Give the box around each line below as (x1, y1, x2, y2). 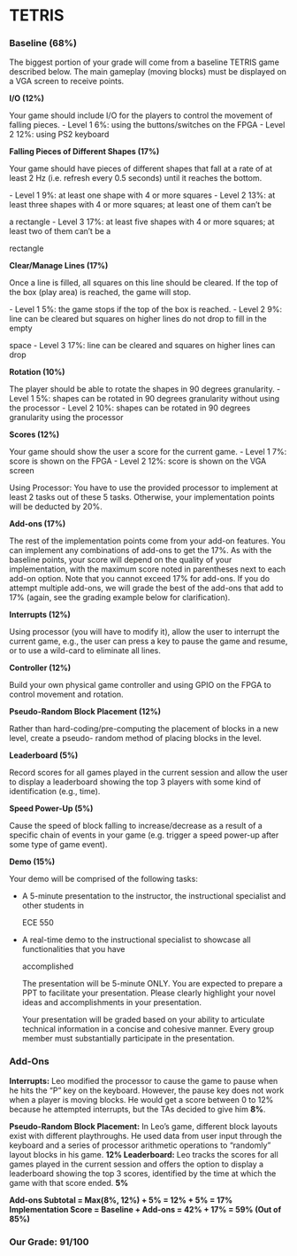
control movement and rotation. (9, 689, 124, 700)
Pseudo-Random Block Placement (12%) (9, 706, 162, 717)
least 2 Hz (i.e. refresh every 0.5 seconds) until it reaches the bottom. (9, 173, 263, 183)
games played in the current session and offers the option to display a (9, 1158, 263, 1169)
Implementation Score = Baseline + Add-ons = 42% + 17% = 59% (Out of (9, 1204, 282, 1214)
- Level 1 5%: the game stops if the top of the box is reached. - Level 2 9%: (9, 304, 283, 315)
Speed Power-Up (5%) (9, 803, 94, 814)
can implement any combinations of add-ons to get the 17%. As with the (9, 545, 272, 556)
